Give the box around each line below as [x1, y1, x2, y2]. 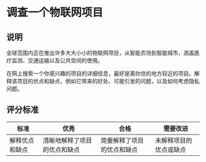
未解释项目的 [155, 136, 193, 144]
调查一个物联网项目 [6, 6, 104, 20]
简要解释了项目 [101, 136, 144, 144]
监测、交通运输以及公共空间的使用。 [11, 57, 103, 64]
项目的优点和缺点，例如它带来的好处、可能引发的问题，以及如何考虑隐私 [17, 78, 200, 84]
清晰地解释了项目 [42, 136, 93, 144]
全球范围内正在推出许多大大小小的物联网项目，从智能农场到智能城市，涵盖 [6, 50, 194, 56]
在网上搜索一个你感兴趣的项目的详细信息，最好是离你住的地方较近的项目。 [6, 70, 194, 77]
